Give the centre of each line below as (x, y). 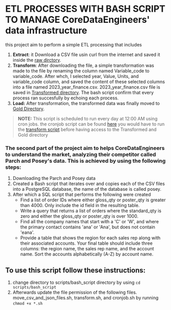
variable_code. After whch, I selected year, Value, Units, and (76, 76)
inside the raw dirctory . (37, 60)
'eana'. (27, 232)
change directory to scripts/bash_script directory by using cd (77, 282)
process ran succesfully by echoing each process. (65, 98)
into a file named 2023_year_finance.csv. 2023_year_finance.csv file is (86, 87)
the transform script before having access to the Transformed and (87, 129)
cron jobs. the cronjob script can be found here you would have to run (91, 124)
